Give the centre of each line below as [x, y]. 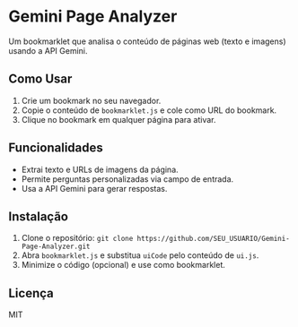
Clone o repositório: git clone [77, 238]
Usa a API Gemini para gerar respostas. [94, 188]
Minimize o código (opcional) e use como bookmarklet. [123, 265]
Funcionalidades [56, 148]
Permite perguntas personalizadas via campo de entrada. [127, 179]
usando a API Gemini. [48, 50]
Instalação [39, 216]
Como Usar [40, 79]
